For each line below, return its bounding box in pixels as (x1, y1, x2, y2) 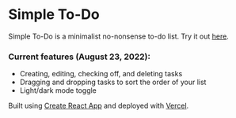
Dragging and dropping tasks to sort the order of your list (19, 77, 207, 87)
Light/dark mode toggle (19, 86, 97, 95)
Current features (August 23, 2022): (8, 51, 150, 62)
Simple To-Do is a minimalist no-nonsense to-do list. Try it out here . (8, 31, 230, 41)
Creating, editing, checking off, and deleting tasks (19, 69, 183, 79)
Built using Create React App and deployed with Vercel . (8, 101, 189, 111)
